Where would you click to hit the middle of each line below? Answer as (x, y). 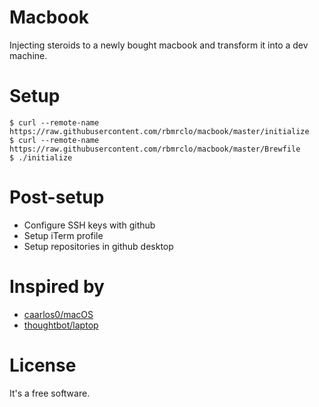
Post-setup (57, 197)
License (43, 365)
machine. (28, 55)
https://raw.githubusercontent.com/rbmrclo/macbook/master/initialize (159, 131)
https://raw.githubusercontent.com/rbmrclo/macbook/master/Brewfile (155, 149)
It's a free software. (50, 393)
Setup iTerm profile (63, 235)
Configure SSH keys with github (89, 225)
